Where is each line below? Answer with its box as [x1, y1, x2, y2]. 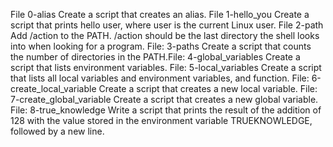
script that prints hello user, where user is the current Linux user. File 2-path [10, 19, 324, 31]
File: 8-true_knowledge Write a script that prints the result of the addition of [10, 104, 322, 116]
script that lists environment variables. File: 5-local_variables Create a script [10, 62, 322, 73]
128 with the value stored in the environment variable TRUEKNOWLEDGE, [10, 115, 313, 126]
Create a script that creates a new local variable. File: [98, 83, 318, 94]
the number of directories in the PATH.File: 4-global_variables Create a [10, 51, 301, 63]
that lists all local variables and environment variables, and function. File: [10, 72, 310, 84]
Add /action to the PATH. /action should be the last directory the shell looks [10, 30, 320, 41]
